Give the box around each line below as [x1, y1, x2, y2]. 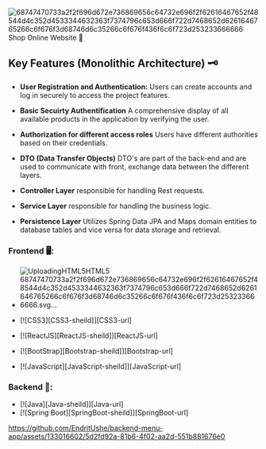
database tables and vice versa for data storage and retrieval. [19, 225, 222, 234]
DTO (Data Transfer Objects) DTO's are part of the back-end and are [19, 153, 247, 163]
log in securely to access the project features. [19, 90, 170, 99]
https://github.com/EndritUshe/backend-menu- [8, 424, 164, 433]
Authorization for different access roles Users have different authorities [19, 130, 258, 139]
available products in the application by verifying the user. [19, 114, 210, 123]
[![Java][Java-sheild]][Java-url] [19, 400, 124, 409]
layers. [19, 170, 42, 180]
